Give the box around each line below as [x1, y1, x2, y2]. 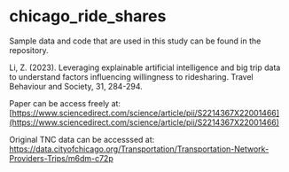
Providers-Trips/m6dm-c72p [9, 152, 113, 163]
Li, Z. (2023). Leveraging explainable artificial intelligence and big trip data [9, 62, 281, 73]
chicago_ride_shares [9, 6, 167, 27]
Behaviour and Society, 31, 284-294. [9, 81, 144, 91]
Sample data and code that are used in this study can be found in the [9, 35, 262, 46]
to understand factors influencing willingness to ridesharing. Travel [9, 71, 254, 82]
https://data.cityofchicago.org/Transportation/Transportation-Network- [9, 144, 269, 154]
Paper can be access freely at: [9, 98, 121, 108]
